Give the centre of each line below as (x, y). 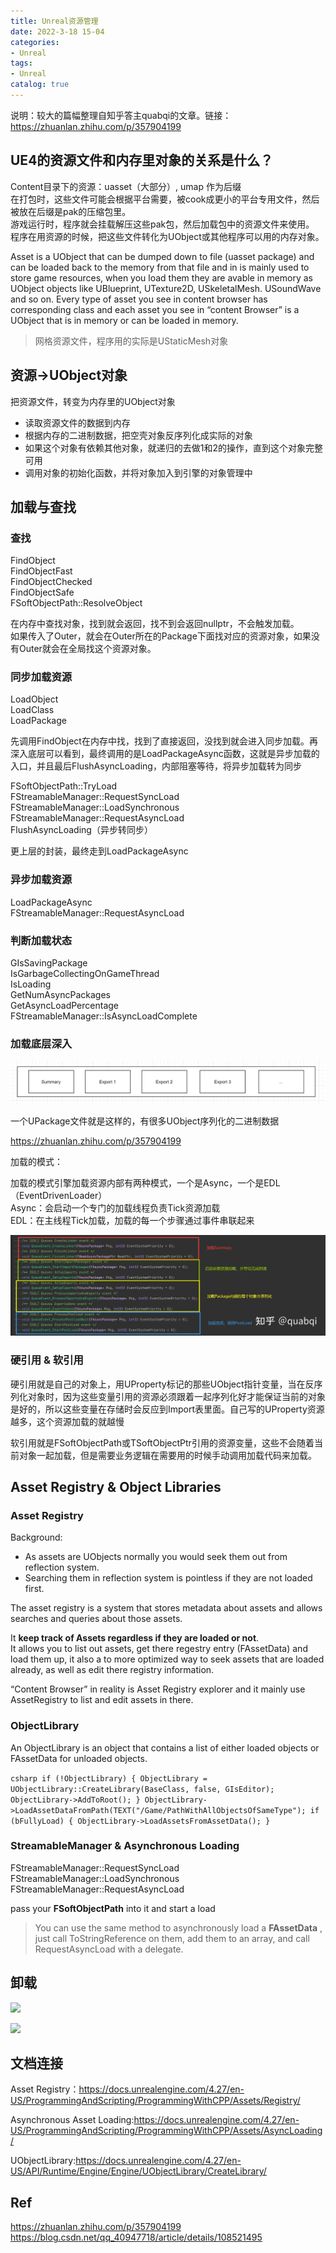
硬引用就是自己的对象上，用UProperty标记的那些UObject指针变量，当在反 (162, 1384)
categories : (35, 42)
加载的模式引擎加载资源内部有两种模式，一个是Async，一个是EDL (145, 1183)
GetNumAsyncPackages (60, 995)
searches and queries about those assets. (96, 1619)
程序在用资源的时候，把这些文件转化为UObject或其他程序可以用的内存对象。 (167, 236)
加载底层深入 (41, 1043)
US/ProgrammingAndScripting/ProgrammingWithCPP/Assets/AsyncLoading (166, 2131)
